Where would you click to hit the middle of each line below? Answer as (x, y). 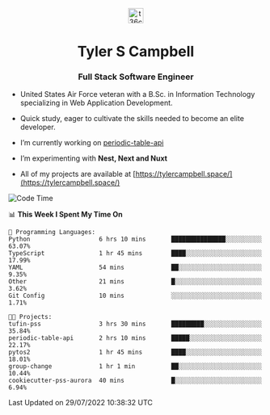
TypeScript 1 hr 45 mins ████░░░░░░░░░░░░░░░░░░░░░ (135, 254)
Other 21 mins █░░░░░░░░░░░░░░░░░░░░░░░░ (135, 282)
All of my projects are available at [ (78, 174)
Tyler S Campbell (136, 52)
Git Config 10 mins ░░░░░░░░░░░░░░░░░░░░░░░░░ (135, 296)
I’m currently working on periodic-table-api (92, 143)
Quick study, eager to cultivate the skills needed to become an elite (132, 119)
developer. (38, 127)
